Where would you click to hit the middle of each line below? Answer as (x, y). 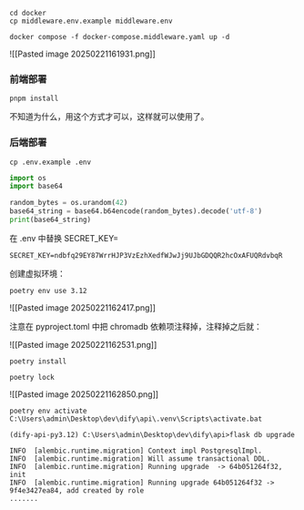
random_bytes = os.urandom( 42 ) (69, 203)
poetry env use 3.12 (49, 291)
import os (28, 178)
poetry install (38, 361)
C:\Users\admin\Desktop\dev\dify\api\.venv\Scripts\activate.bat (136, 419)
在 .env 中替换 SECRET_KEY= (64, 238)
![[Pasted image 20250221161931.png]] (83, 54)
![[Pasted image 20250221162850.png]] (84, 394)
